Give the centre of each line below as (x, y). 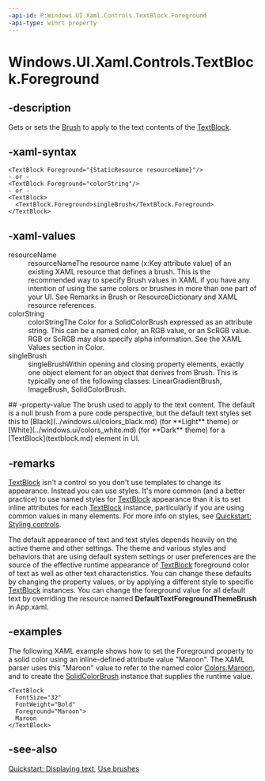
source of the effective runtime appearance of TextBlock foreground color (129, 565)
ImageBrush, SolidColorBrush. (77, 389)
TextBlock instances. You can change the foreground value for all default (127, 590)
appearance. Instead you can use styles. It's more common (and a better (127, 491)
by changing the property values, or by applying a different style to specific (131, 582)
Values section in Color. (66, 347)
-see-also (33, 750)
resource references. (62, 305)
